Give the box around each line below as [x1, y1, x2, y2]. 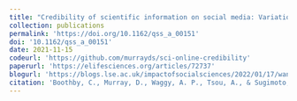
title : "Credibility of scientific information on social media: [9, 12, 255, 22]
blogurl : [9, 70, 42, 79]
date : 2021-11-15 [9, 46, 73, 54]
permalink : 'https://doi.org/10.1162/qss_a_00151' [9, 29, 200, 38]
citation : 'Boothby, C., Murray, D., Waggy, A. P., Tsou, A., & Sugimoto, [9, 78, 291, 87]
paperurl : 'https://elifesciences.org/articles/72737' [9, 62, 216, 71]
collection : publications [9, 21, 104, 30]
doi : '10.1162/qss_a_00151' [9, 37, 113, 47]
